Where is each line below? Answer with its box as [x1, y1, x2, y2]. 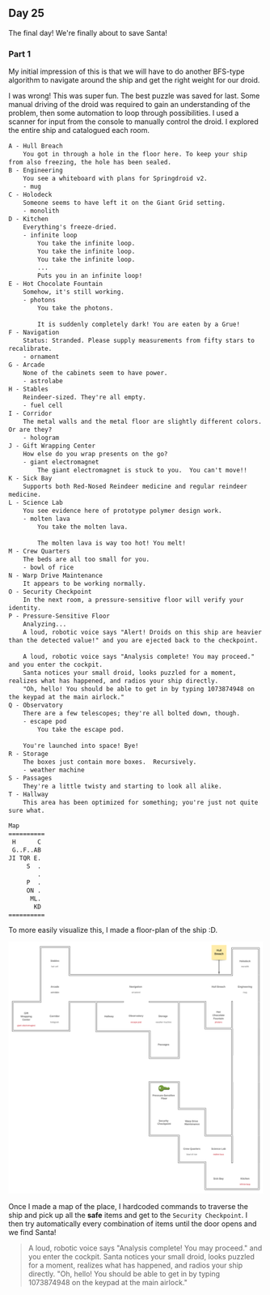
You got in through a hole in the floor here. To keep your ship [23, 150, 248, 159]
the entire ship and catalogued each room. [8, 126, 150, 135]
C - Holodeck [8, 190, 53, 199]
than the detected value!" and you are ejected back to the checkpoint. [8, 636, 259, 645]
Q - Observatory [8, 701, 63, 710]
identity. [8, 604, 42, 613]
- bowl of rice [23, 563, 74, 572]
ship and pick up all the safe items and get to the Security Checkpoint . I [8, 1211, 248, 1220]
